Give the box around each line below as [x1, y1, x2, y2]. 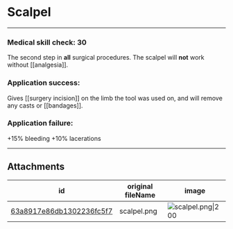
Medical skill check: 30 [7, 37, 87, 47]
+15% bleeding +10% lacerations [7, 134, 102, 142]
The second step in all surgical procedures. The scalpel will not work [7, 53, 205, 62]
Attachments [7, 161, 65, 173]
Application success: [7, 78, 80, 87]
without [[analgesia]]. [7, 60, 69, 69]
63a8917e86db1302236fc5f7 [10, 206, 113, 216]
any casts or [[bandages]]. [7, 101, 83, 110]
